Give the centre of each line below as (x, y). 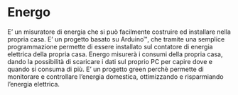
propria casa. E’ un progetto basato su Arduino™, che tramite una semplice (116, 39)
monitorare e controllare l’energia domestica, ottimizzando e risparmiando (115, 76)
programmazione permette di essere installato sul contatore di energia (110, 46)
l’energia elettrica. (34, 84)
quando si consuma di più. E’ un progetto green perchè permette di (106, 69)
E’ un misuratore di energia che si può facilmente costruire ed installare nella (119, 32)
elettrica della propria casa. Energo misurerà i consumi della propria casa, (115, 54)
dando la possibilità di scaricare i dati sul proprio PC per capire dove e (110, 61)
